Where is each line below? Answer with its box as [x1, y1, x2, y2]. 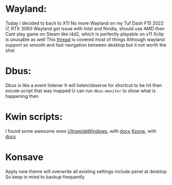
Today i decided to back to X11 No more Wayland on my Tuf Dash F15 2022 [5, 20, 164, 26]
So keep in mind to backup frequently [5, 174, 85, 180]
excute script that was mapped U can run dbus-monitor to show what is [5, 88, 156, 94]
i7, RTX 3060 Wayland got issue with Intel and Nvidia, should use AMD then [5, 25, 165, 31]
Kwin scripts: [5, 111, 63, 123]
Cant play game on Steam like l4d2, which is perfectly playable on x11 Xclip [5, 31, 164, 37]
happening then [5, 93, 39, 99]
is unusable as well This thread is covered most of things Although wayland [5, 36, 165, 43]
